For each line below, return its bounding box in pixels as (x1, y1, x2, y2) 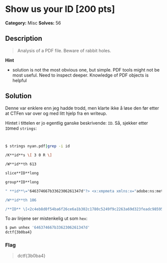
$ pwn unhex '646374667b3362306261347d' (5, 225, 90, 230)
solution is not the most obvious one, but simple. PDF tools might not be (12, 67, 160, 73)
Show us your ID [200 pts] (5, 3, 115, 15)
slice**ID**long (5, 171, 39, 176)
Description (5, 34, 42, 43)
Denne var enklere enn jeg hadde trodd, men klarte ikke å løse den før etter (5, 105, 159, 111)
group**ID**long (5, 179, 39, 184)
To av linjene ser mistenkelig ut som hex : (5, 215, 88, 222)
